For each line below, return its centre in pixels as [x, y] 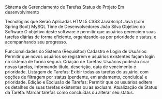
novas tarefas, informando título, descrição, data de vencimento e [71, 67]
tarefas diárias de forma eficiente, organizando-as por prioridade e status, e [81, 37]
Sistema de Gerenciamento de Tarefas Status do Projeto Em [65, 7]
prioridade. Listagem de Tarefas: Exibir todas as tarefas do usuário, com [77, 72]
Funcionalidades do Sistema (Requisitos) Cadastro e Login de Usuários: [76, 51]
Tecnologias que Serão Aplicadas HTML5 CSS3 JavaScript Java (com [75, 21]
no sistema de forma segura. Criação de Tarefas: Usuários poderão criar [77, 62]
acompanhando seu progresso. [36, 42]
